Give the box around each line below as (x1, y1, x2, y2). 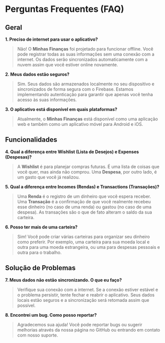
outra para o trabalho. (17, 249, 62, 255)
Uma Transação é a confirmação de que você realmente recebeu (17, 198, 151, 204)
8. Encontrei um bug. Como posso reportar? (5, 312, 97, 318)
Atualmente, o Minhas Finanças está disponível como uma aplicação (17, 116, 158, 122)
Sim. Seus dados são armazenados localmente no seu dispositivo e (17, 81, 155, 87)
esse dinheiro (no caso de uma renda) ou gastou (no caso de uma (17, 204, 152, 210)
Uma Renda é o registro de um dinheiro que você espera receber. (17, 193, 151, 199)
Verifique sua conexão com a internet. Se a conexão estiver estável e (17, 286, 158, 292)
